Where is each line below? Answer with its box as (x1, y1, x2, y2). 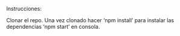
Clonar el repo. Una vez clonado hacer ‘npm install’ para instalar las (6, 17, 174, 23)
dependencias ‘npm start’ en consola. (6, 23, 100, 30)
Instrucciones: (6, 5, 42, 12)
